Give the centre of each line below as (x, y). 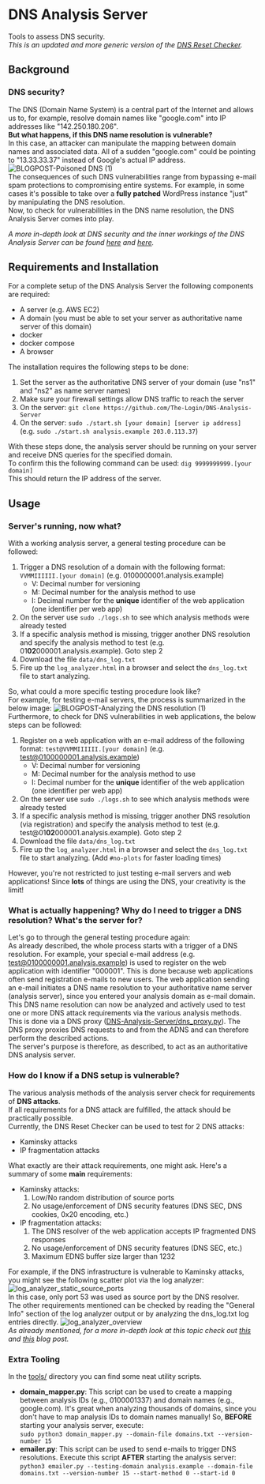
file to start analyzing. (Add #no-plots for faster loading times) (120, 858)
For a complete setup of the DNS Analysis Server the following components (131, 286)
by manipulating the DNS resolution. (67, 202)
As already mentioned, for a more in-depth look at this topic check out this (129, 1330)
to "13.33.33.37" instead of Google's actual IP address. (97, 160)
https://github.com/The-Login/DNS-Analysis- (178, 409)
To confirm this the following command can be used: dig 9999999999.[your (130, 463)
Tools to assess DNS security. (57, 36)
